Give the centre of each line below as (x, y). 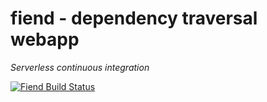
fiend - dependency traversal (134, 18)
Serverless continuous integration (80, 67)
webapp (45, 39)
